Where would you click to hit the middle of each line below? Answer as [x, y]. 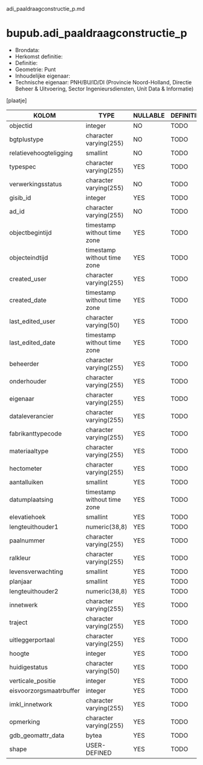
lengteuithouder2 [34, 591]
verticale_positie [33, 681]
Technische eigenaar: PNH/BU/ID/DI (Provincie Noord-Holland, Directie [103, 82]
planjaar [21, 581]
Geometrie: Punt [35, 69]
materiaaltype [29, 451]
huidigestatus [29, 667]
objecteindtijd [29, 257]
